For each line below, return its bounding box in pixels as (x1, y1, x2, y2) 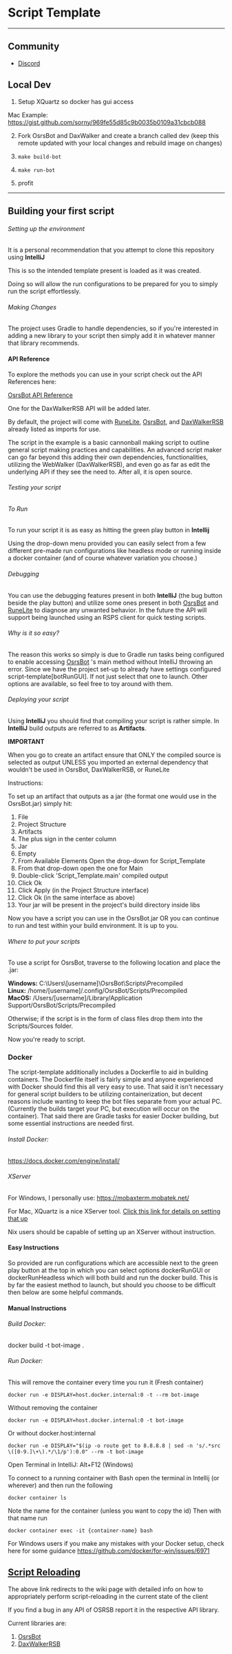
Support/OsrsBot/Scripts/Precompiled (8, 1001, 116, 1009)
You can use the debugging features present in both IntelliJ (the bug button (8, 591, 223, 599)
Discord (17, 59, 41, 67)
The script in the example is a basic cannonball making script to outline (8, 438, 209, 446)
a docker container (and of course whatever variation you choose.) (8, 554, 198, 563)
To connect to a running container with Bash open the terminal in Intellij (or (8, 1474, 220, 1482)
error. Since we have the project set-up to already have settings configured (8, 665, 221, 673)
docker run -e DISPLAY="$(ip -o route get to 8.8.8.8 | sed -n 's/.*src (8, 1442, 221, 1449)
